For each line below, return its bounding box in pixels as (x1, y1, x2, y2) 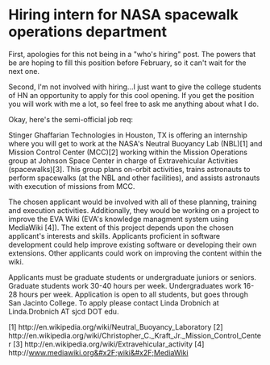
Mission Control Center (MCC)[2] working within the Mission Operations (8, 147, 248, 157)
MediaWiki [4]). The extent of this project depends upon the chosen (8, 223, 234, 232)
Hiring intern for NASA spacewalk (8, 6, 239, 24)
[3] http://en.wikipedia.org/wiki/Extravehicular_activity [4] (13, 339, 205, 349)
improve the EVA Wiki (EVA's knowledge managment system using (8, 214, 230, 224)
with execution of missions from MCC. (8, 181, 135, 191)
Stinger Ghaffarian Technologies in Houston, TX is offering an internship (8, 130, 248, 140)
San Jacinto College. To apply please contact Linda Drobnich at (8, 297, 219, 307)
